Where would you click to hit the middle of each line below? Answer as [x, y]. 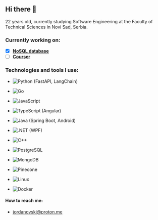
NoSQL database [31, 51]
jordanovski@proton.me [37, 212]
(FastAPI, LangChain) [56, 81]
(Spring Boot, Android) [52, 120]
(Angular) [51, 111]
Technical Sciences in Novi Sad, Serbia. [47, 27]
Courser [21, 57]
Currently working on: [33, 40]
